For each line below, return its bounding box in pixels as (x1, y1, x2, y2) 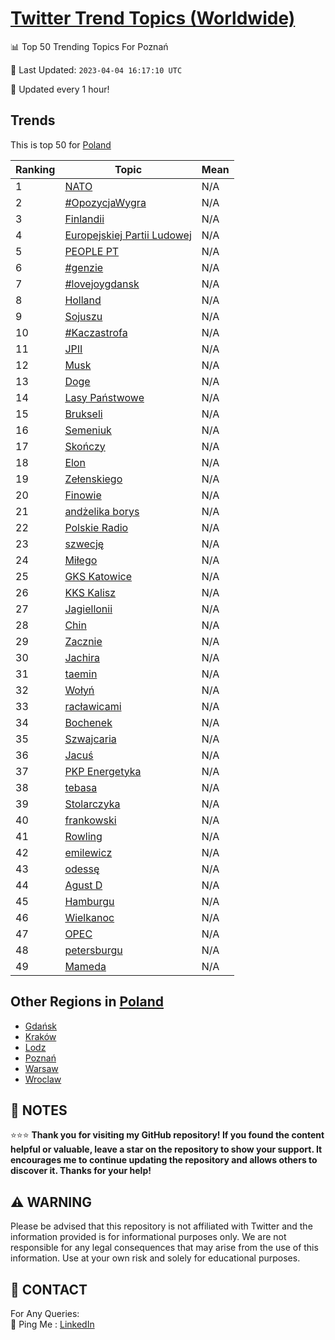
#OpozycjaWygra (64, 195, 147, 209)
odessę (64, 862, 100, 876)
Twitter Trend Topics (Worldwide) (10, 7, 296, 30)
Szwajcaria (64, 732, 117, 746)
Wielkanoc (64, 910, 115, 924)
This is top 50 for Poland (10, 138, 112, 151)
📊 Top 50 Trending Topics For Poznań (10, 40, 169, 52)
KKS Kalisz (64, 585, 117, 599)
